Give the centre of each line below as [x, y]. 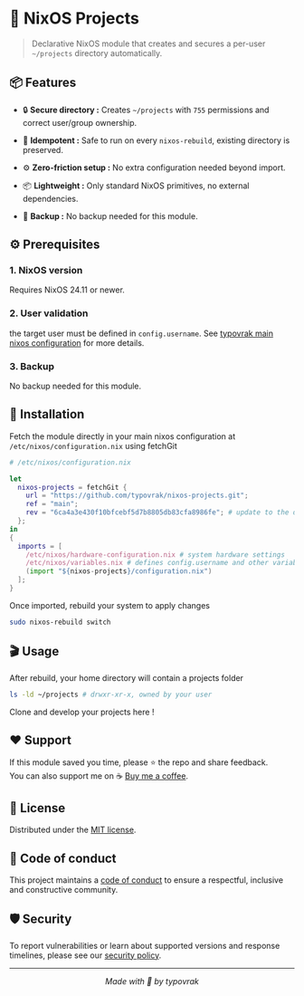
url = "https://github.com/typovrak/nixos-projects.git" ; [137, 496]
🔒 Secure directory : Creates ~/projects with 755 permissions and [146, 110]
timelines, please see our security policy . [85, 955]
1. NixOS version [46, 271]
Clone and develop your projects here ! [82, 712]
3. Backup [32, 366]
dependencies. [50, 198]
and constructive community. [64, 889]
